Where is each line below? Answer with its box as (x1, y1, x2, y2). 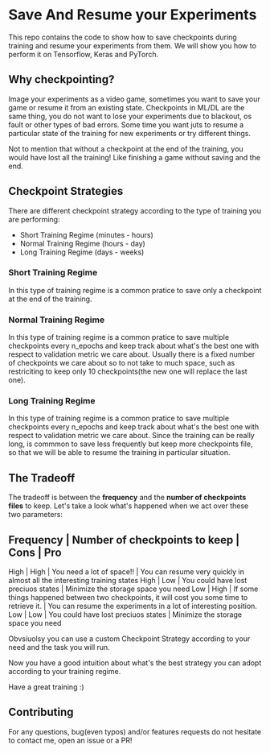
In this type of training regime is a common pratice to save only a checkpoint (8, 285, 262, 295)
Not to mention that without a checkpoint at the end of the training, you (8, 143, 243, 154)
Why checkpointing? (8, 72, 115, 86)
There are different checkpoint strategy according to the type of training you (8, 205, 262, 215)
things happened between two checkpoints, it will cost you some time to (8, 593, 248, 602)
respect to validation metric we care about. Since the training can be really (8, 431, 255, 441)
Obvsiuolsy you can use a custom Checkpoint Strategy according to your (8, 634, 251, 643)
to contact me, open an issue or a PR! (8, 735, 133, 745)
